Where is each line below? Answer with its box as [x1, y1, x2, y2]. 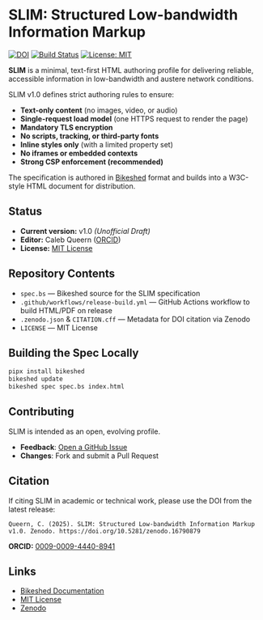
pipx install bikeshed [8, 367, 85, 376]
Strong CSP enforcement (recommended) [19, 156, 164, 167]
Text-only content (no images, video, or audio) [19, 105, 178, 115]
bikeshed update [8, 375, 63, 384]
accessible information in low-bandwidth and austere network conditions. [8, 74, 254, 83]
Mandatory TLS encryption [19, 122, 113, 132]
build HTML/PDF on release [19, 305, 113, 315]
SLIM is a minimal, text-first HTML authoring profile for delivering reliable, [8, 65, 254, 74]
